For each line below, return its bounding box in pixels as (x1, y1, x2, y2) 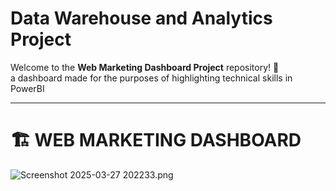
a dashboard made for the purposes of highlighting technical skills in (10, 72, 293, 84)
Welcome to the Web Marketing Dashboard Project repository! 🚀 (10, 61, 280, 73)
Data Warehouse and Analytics (10, 7, 273, 30)
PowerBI (10, 82, 45, 94)
